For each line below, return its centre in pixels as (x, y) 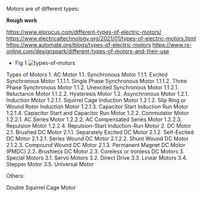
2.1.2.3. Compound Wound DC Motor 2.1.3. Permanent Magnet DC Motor (96, 145)
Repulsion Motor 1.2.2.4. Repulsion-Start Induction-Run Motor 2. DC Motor (99, 126)
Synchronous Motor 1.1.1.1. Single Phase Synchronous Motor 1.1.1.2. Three (96, 81)
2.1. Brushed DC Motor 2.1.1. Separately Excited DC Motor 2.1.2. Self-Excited (100, 132)
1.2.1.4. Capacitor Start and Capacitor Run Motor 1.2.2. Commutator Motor (98, 113)
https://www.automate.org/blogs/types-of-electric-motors (79, 45)
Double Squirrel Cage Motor (41, 187)
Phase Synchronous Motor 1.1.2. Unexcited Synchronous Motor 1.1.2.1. (93, 87)
